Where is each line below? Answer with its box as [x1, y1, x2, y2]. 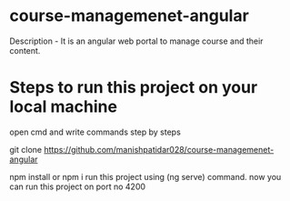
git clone [9, 144, 43, 155]
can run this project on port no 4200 [9, 181, 146, 192]
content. [9, 45, 41, 55]
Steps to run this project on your [9, 77, 258, 98]
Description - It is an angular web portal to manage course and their [9, 35, 264, 46]
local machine [9, 96, 118, 117]
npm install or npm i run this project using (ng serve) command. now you [9, 171, 282, 182]
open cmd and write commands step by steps [9, 126, 182, 137]
